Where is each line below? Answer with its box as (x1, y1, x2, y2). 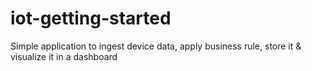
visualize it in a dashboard (10, 50, 118, 62)
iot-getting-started (10, 7, 172, 30)
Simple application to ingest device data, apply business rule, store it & (10, 40, 302, 52)
